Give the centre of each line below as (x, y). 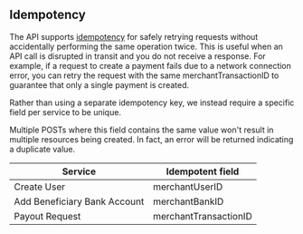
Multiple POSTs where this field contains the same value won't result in (142, 130)
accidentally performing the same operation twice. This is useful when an (146, 46)
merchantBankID (188, 201)
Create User (40, 187)
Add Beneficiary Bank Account (79, 201)
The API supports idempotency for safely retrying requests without (134, 36)
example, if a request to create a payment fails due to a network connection (151, 65)
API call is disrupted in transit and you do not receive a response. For (138, 56)
